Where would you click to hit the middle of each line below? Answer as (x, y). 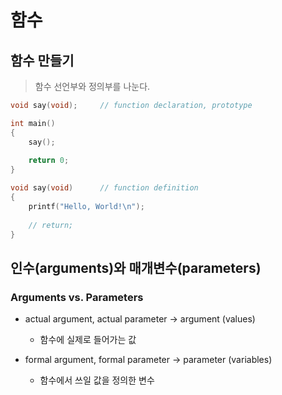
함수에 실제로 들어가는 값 (88, 340)
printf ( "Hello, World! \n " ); (86, 206)
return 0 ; (49, 161)
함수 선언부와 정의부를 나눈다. (92, 86)
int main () (33, 123)
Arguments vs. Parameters (77, 297)
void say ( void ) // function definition (104, 188)
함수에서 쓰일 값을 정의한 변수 (97, 380)
